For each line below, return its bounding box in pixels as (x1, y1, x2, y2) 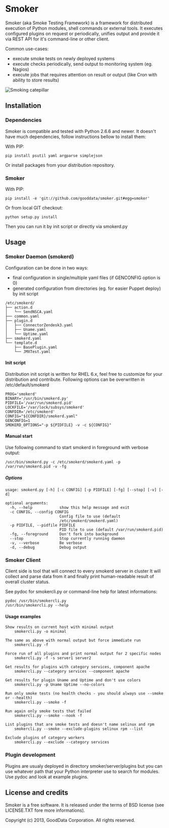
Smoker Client (5, 556, 41, 563)
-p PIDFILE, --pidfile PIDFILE (10, 522, 76, 528)
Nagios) (12, 66, 29, 72)
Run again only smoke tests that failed (5, 709, 92, 714)
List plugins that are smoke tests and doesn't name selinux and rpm (5, 722, 155, 727)
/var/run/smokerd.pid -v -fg (5, 464, 67, 469)
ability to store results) (12, 77, 60, 83)
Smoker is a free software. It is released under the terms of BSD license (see (5, 802, 164, 808)
